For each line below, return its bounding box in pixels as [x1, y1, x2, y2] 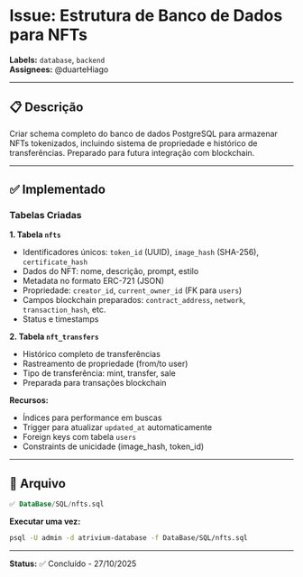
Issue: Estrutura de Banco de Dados [9, 5, 283, 26]
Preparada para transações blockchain [22, 378, 167, 389]
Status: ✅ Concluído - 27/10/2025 [9, 558, 137, 569]
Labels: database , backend [9, 54, 106, 65]
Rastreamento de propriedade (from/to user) [22, 358, 188, 370]
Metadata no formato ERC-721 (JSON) [22, 276, 165, 287]
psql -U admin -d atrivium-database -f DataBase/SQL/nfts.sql [9, 534, 248, 543]
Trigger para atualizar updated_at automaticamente [22, 422, 213, 433]
